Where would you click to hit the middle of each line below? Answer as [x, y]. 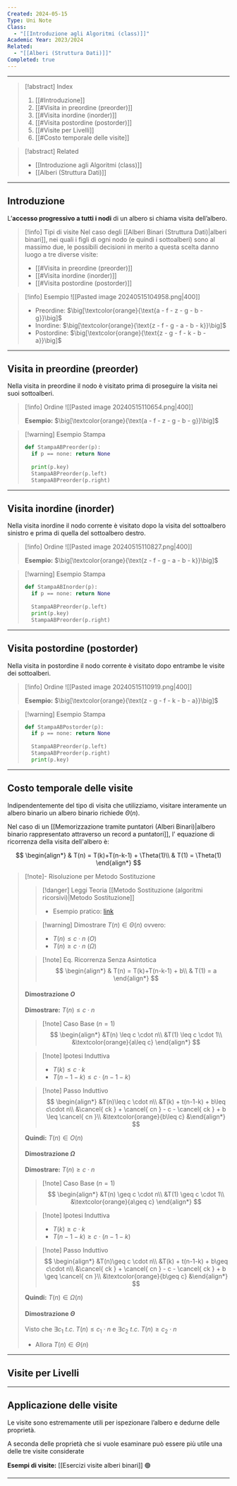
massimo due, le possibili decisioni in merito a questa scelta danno [122, 247]
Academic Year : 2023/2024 [45, 40]
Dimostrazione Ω [50, 1154]
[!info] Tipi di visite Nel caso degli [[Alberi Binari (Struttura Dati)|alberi [126, 232]
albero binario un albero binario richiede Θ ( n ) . [74, 812]
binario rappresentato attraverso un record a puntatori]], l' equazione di [111, 834]
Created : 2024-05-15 [38, 14]
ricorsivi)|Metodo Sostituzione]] [89, 897]
